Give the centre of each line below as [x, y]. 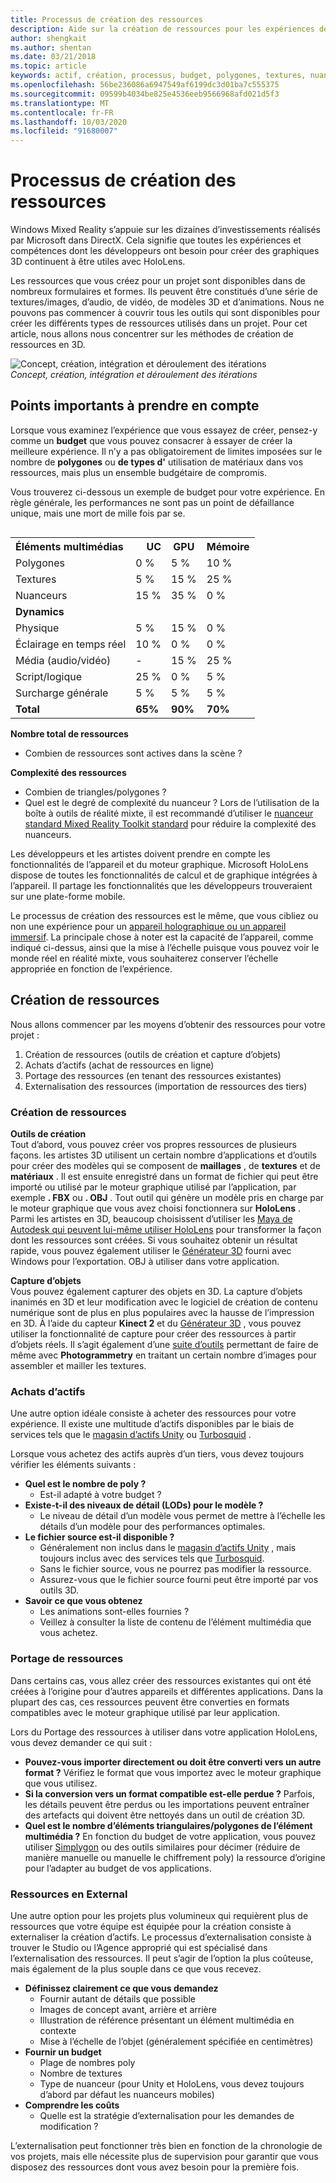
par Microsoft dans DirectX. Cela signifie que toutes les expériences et [156, 240]
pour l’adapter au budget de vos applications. [118, 1868]
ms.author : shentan [51, 47]
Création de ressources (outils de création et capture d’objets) [153, 1054]
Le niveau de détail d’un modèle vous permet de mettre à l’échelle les [182, 1516]
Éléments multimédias [69, 546]
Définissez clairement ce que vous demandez [121, 1988]
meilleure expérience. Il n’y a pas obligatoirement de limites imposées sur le [166, 451]
